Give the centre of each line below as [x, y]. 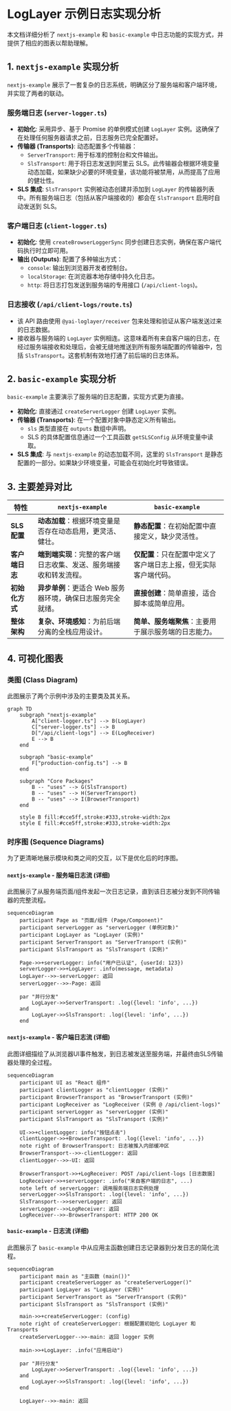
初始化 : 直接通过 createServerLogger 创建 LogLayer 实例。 [98, 411]
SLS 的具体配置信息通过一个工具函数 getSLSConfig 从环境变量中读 [120, 437]
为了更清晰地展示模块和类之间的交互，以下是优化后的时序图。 [95, 858]
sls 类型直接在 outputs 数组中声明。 [79, 429]
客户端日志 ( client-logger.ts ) [57, 225]
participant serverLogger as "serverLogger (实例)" [94, 1112]
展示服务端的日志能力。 [178, 632]
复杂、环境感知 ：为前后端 [79, 621]
